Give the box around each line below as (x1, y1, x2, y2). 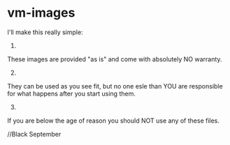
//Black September (7, 130, 62, 138)
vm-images (7, 5, 76, 21)
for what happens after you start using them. (7, 89, 136, 98)
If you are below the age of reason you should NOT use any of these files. (7, 116, 220, 125)
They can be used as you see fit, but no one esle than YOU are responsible (7, 82, 223, 90)
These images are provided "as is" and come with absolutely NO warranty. (7, 54, 222, 63)
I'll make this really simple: (7, 28, 83, 36)
